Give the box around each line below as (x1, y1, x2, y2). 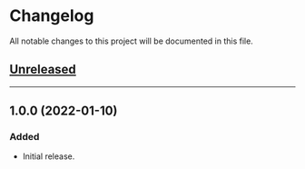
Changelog (9, 5, 94, 26)
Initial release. (22, 151, 75, 162)
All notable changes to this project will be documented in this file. (9, 35, 254, 46)
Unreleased (9, 62, 77, 77)
